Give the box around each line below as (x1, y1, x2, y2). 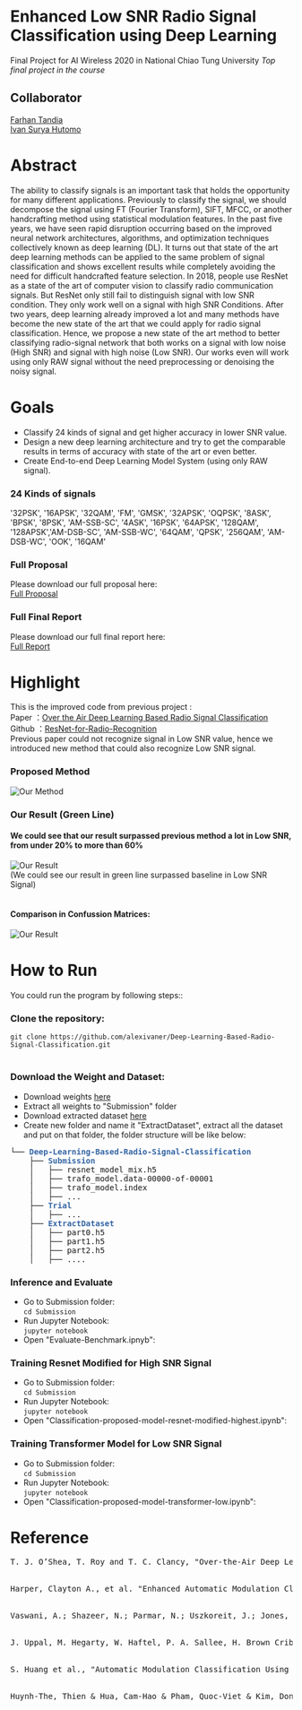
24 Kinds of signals (10, 487, 97, 499)
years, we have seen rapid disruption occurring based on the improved (10, 222, 272, 234)
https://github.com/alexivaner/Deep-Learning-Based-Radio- (49, 1032, 276, 1041)
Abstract (10, 155, 77, 176)
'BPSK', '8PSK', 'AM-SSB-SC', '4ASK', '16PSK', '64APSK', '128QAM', (10, 517, 259, 528)
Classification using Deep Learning (10, 25, 277, 46)
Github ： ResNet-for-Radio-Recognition (10, 723, 158, 734)
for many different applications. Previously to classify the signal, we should (10, 194, 287, 205)
